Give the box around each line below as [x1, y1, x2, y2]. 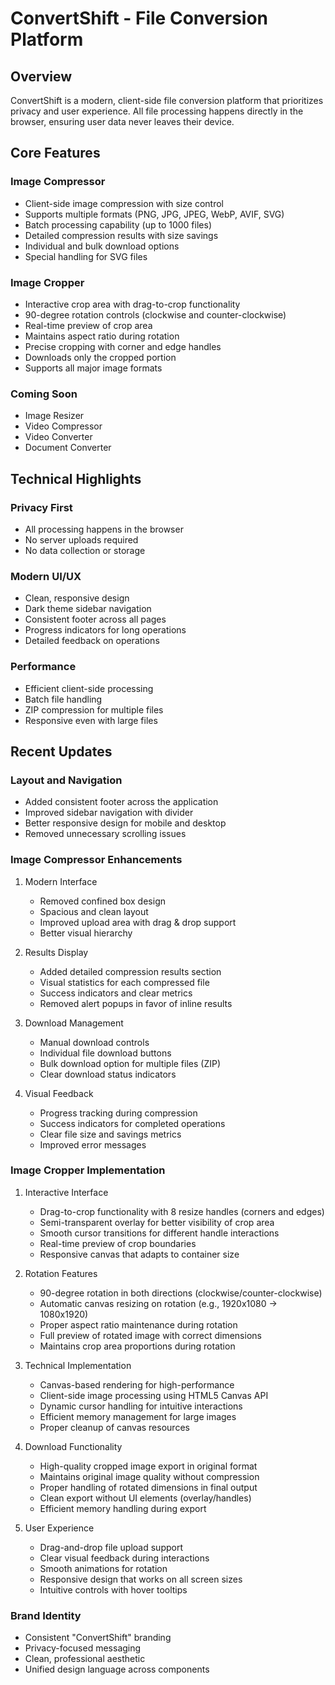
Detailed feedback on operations [24, 635, 160, 647]
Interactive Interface [24, 1186, 109, 1198]
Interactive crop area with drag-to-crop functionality [24, 298, 241, 310]
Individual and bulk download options [24, 240, 180, 252]
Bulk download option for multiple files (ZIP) [39, 1057, 222, 1069]
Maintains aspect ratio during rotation [24, 330, 180, 342]
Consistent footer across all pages [24, 613, 167, 626]
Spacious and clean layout [39, 905, 149, 917]
